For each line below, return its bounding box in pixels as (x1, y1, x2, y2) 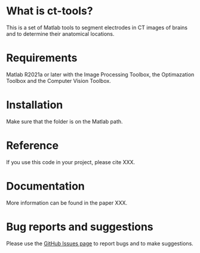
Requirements (6, 51, 78, 65)
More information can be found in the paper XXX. (6, 199, 128, 206)
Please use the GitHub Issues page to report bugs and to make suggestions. (6, 240, 194, 247)
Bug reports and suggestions (6, 220, 153, 233)
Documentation (6, 179, 85, 193)
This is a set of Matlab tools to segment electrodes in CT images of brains (6, 24, 188, 31)
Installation (6, 98, 63, 112)
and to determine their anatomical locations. (6, 30, 115, 37)
